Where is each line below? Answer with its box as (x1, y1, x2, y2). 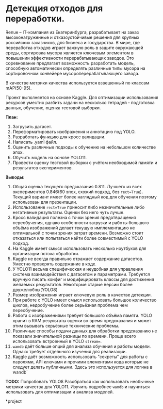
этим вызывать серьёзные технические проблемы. (12, 323, 119, 328)
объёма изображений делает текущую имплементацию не (12, 225, 135, 230)
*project (5, 398, 22, 404)
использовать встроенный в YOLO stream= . (12, 338, 102, 344)
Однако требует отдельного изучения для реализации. (12, 348, 127, 354)
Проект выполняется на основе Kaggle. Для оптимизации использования (5, 94, 159, 100)
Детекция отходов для (5, 3, 103, 14)
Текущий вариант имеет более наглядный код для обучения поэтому (12, 194, 157, 199)
